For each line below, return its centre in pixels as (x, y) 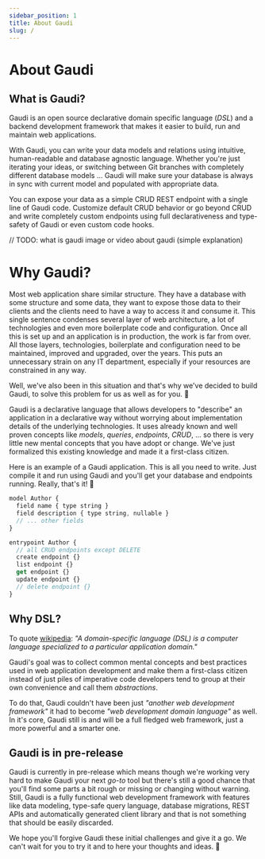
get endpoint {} (43, 572)
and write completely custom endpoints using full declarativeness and (123, 216)
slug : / (22, 30)
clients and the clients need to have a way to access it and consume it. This (132, 311)
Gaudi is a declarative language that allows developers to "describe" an (126, 409)
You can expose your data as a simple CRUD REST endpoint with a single (129, 199)
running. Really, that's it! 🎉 (52, 484)
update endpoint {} (48, 580)
